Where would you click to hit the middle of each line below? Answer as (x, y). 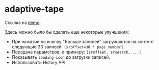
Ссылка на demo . (23, 23)
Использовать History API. (39, 62)
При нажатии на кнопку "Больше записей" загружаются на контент (83, 41)
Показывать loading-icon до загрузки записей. (61, 57)
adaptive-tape (34, 9)
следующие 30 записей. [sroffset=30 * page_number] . (68, 47)
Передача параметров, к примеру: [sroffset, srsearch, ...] (77, 52)
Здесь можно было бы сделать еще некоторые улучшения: (67, 32)
